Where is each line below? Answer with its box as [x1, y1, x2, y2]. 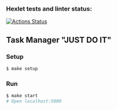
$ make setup [6, 66, 38, 71]
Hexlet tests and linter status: [6, 5, 92, 13]
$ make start [6, 93, 38, 99]
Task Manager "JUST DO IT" [6, 35, 112, 45]
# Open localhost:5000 [6, 98, 62, 104]
